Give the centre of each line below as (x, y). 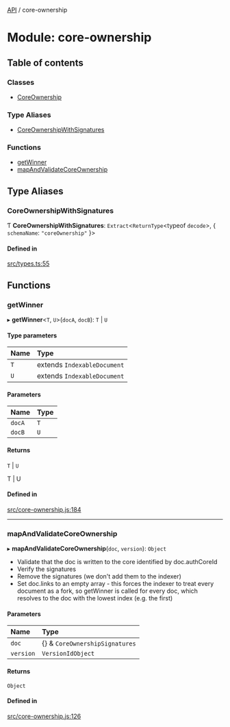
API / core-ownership (37, 10)
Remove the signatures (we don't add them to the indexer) (99, 576)
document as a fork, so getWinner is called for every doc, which (107, 591)
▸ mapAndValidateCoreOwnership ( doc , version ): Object (87, 549)
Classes (21, 82)
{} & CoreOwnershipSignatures (89, 643)
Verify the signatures (47, 569)
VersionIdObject (68, 654)
